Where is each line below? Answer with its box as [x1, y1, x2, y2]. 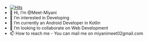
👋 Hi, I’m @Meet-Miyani [9, 10, 57, 15]
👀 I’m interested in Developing [9, 15, 70, 20]
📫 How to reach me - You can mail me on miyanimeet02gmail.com [9, 30, 144, 36]
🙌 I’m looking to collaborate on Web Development [9, 25, 108, 31]
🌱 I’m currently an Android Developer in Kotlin [9, 20, 101, 26]
